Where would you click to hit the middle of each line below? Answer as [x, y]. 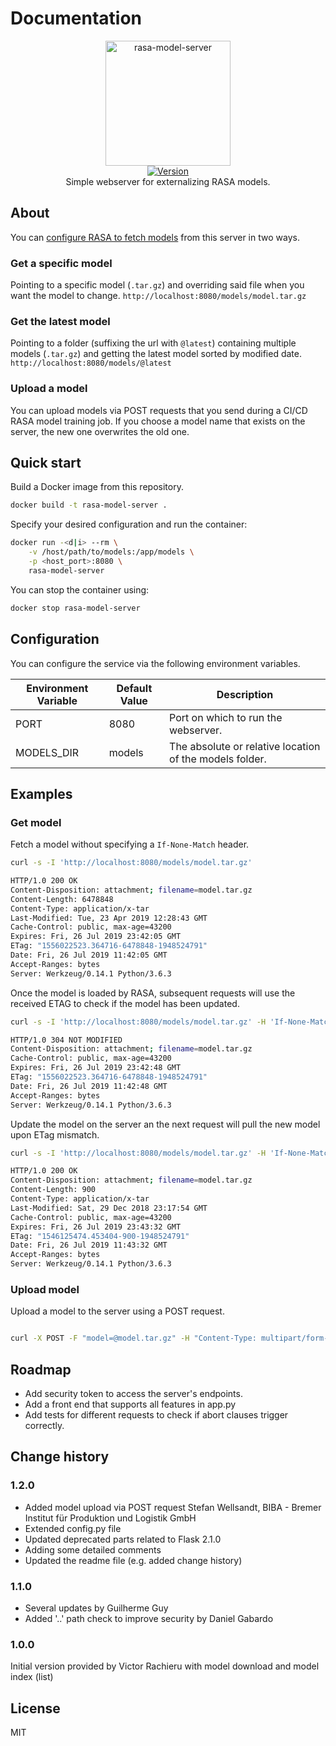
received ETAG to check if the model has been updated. [125, 1003]
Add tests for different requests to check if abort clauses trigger [156, 1415]
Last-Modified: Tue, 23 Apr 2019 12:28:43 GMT [109, 918]
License [35, 1708]
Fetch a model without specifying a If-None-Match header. [130, 844]
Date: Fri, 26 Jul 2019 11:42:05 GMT [89, 955]
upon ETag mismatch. [55, 1134]
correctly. [44, 1426]
